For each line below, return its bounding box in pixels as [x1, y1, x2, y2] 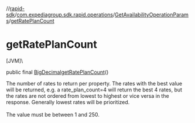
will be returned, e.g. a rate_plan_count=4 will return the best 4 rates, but [6, 86, 183, 93]
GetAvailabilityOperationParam [115, 11, 189, 18]
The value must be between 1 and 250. [6, 111, 100, 118]
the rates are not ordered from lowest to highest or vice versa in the [6, 92, 169, 99]
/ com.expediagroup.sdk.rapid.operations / [14, 11, 115, 18]
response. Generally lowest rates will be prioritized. [6, 98, 130, 105]
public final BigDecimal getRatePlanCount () [6, 69, 109, 76]
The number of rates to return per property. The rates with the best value [6, 80, 183, 87]
